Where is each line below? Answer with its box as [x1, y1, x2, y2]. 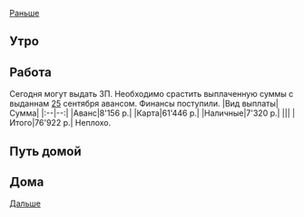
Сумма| [9, 108, 40, 118]
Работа [9, 64, 52, 80]
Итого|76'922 [9, 118, 62, 128]
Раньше [9, 8, 40, 18]
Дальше [9, 198, 41, 209]
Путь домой [9, 144, 82, 159]
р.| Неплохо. [63, 118, 112, 128]
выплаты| [241, 99, 279, 109]
